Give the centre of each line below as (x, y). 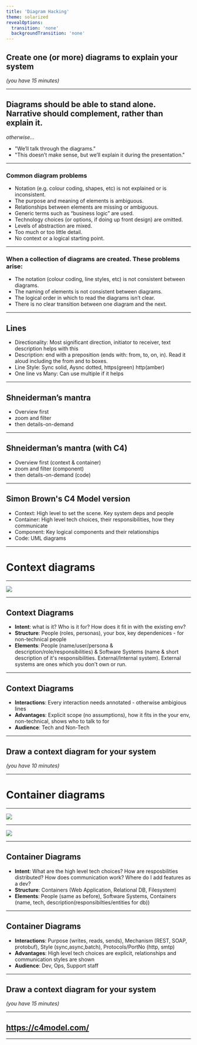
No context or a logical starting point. (59, 238)
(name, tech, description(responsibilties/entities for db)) (82, 902)
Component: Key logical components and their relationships (87, 532)
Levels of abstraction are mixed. (53, 226)
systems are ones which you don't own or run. (71, 665)
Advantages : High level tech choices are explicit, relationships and (96, 953)
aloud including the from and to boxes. (61, 361)
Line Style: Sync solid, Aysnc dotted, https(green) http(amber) (89, 368)
